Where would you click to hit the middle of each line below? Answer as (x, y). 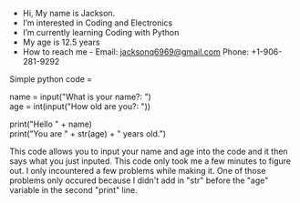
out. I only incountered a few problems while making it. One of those (138, 171)
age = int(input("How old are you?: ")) (80, 107)
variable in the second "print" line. (74, 190)
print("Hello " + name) (51, 124)
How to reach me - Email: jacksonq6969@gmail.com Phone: (135, 52)
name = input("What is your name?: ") (81, 96)
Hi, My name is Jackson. (69, 13)
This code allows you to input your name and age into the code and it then (149, 151)
